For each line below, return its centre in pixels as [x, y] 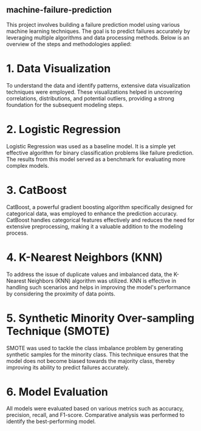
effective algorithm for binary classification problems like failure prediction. [100, 153]
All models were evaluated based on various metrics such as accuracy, [95, 409]
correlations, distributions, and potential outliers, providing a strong [90, 98]
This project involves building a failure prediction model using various [93, 24]
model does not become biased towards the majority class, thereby [90, 360]
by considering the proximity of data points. [61, 294]
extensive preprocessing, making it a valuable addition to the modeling [95, 226]
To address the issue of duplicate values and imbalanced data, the [89, 274]
